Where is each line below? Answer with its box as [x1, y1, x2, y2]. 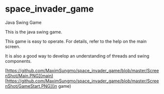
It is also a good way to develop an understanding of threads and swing [5, 53, 149, 59]
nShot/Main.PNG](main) [5, 73, 53, 78]
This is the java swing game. [5, 29, 63, 35]
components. [5, 58, 32, 64]
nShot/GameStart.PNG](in [5, 83, 57, 89]
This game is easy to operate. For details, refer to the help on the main [5, 38, 147, 44]
